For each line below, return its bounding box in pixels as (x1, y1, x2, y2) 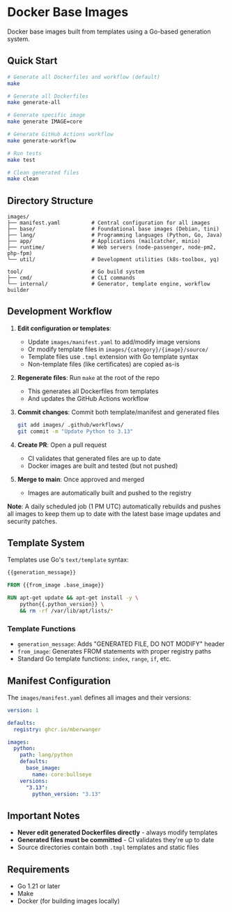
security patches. (7, 517, 58, 525)
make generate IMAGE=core (7, 118, 82, 126)
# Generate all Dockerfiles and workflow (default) (7, 73, 160, 80)
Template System (7, 537, 85, 549)
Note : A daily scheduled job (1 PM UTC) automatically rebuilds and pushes (7, 502, 222, 510)
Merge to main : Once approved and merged (17, 475, 145, 483)
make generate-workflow (7, 137, 77, 144)
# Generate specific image (7, 112, 86, 119)
